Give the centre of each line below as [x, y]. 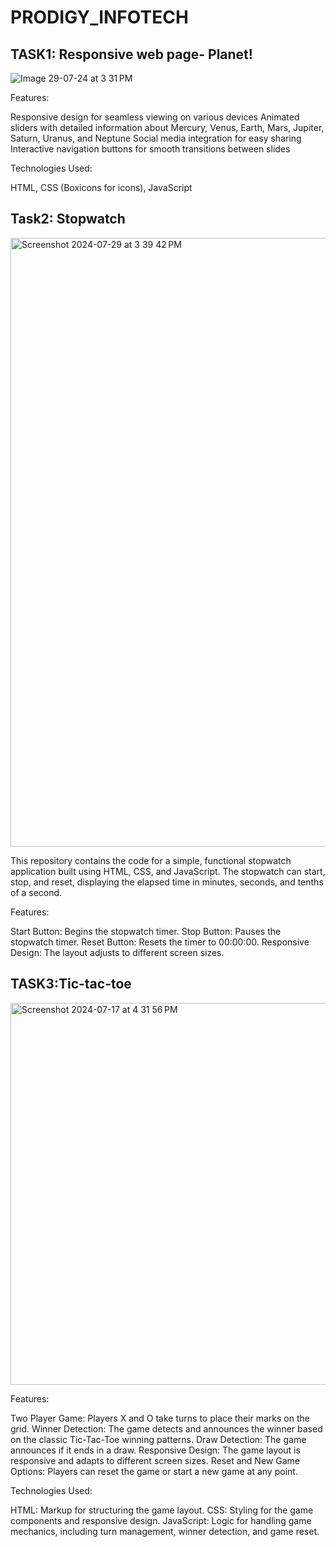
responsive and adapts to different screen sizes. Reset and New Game [155, 1460]
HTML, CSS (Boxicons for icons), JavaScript [101, 187]
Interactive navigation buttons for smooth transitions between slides [150, 149]
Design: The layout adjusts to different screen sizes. [117, 952]
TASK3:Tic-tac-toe [71, 984]
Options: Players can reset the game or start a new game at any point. [154, 1471]
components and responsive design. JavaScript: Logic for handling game [161, 1520]
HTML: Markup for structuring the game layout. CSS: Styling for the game [162, 1510]
